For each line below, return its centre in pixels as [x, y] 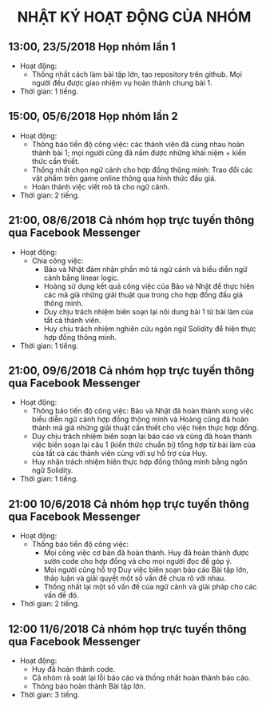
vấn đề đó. [61, 595]
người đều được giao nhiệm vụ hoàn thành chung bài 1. [122, 83]
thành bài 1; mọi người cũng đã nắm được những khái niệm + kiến [139, 153]
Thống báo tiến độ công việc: [80, 545]
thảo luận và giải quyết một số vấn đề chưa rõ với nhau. [135, 578]
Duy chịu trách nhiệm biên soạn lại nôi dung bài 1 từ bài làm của [149, 311]
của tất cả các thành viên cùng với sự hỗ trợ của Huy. [119, 453]
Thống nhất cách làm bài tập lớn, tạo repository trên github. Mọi [137, 74]
